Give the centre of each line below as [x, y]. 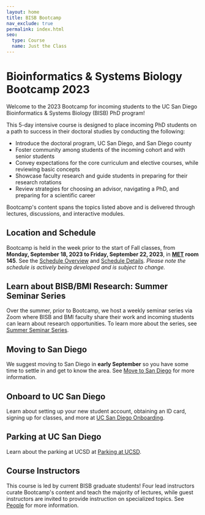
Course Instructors [43, 471]
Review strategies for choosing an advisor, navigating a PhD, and [97, 189]
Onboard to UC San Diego [56, 397]
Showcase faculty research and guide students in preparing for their [101, 176]
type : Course [28, 40]
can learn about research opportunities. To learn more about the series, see [102, 324]
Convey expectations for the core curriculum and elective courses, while [107, 162]
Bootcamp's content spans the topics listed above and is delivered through [101, 207]
